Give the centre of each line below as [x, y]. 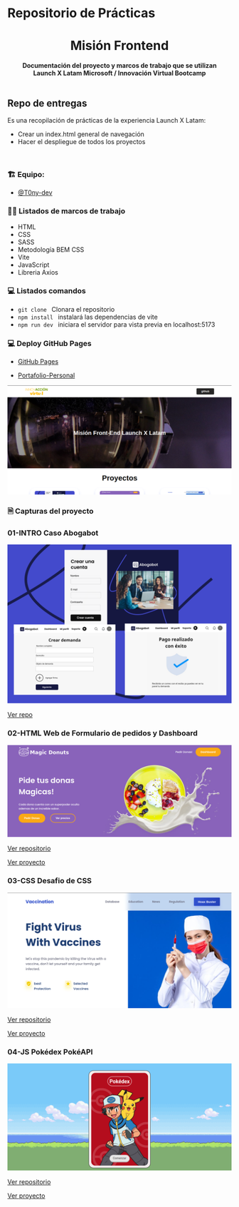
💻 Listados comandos [47, 291]
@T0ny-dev [35, 193]
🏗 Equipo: [26, 174]
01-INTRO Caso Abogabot [53, 533]
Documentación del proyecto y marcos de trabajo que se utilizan [119, 66]
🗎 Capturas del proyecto [51, 511]
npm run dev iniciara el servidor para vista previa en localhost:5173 [116, 324]
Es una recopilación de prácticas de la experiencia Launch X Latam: [107, 120]
